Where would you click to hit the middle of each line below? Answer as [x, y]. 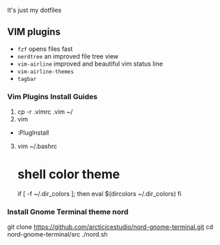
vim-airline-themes [46, 72]
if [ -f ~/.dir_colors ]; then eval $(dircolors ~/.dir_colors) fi [100, 194]
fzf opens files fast [45, 49]
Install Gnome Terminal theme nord [68, 211]
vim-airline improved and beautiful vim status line [90, 64]
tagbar [27, 79]
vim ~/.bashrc [37, 147]
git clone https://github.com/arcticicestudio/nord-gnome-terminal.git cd [110, 227]
